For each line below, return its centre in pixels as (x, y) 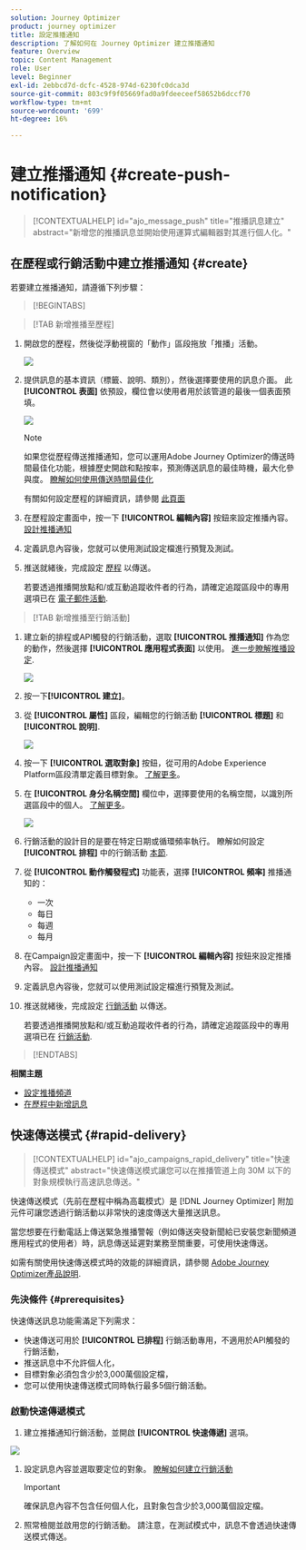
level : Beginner (41, 77)
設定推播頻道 (47, 1092)
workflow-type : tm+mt (51, 102)
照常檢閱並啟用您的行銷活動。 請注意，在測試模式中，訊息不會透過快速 (156, 1525)
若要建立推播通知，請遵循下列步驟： (78, 287)
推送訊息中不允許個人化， (71, 1362)
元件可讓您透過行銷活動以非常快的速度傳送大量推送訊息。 (118, 1212)
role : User (31, 69)
